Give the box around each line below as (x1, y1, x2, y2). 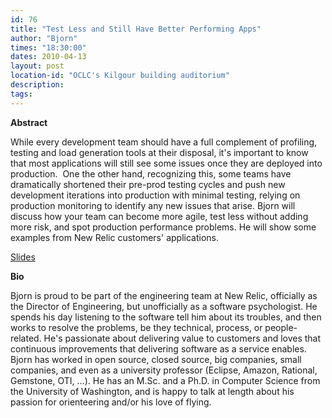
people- (264, 321, 298, 333)
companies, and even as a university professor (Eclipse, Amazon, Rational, (10, 364, 318, 376)
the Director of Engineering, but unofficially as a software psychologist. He (10, 300, 318, 312)
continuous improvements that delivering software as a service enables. (10, 342, 307, 355)
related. (10, 332, 42, 344)
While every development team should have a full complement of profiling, (10, 136, 318, 148)
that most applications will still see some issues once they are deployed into (10, 157, 323, 169)
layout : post (10, 61, 65, 71)
